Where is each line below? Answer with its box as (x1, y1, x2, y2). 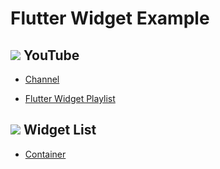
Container (24, 148, 67, 160)
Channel (24, 73, 60, 85)
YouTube (23, 47, 80, 64)
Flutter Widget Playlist (24, 93, 116, 104)
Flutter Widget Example (10, 7, 210, 30)
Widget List (23, 122, 97, 139)
